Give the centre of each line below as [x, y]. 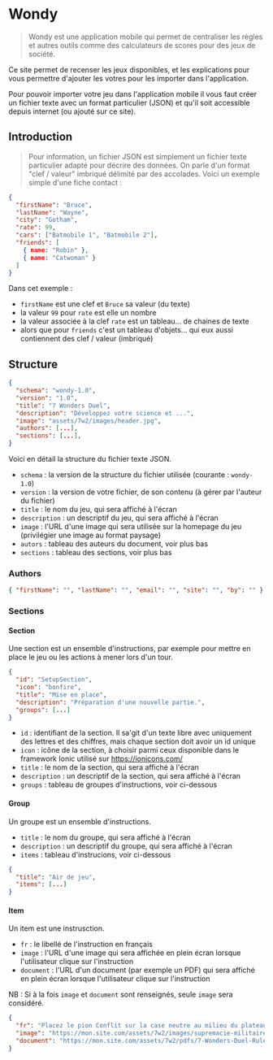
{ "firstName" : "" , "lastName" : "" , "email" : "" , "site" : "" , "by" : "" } [136, 590]
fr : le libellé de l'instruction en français [86, 945]
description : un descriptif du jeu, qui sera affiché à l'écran [119, 518]
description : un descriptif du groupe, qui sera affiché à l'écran [126, 845]
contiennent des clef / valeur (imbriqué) [87, 339]
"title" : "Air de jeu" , [56, 877]
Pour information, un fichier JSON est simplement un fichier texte [138, 156]
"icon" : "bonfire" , [49, 688]
